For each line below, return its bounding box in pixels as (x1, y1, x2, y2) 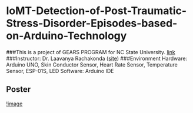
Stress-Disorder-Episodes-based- (6, 16, 178, 30)
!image (6, 100, 23, 107)
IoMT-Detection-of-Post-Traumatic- (6, 4, 187, 18)
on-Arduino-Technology (6, 29, 127, 42)
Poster (6, 84, 31, 95)
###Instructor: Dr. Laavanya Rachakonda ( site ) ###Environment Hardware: (6, 55, 187, 62)
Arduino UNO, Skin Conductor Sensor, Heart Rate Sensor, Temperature (6, 61, 178, 68)
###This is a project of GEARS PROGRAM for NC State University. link (6, 48, 175, 55)
